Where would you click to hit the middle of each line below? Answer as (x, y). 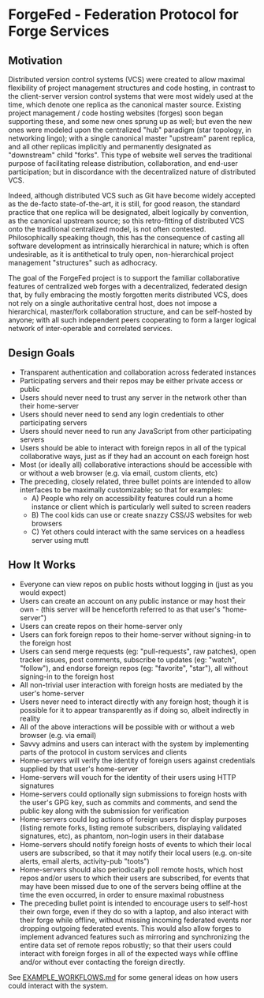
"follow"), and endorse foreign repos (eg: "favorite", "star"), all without (134, 668)
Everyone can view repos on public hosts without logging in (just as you (136, 584)
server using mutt (60, 540)
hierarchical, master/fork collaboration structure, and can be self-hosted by (130, 311)
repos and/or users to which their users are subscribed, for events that (134, 878)
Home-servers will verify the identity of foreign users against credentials (138, 760)
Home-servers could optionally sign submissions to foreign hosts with (133, 794)
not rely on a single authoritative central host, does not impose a (113, 303)
